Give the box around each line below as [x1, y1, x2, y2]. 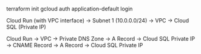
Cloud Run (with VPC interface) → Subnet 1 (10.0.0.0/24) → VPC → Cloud [6, 17, 189, 24]
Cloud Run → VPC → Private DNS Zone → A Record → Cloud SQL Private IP [6, 35, 196, 42]
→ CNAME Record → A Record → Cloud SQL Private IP [6, 42, 143, 49]
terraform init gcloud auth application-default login [6, 5, 133, 12]
